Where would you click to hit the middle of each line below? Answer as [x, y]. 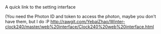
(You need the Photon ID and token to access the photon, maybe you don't [80, 16]
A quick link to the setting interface [40, 7]
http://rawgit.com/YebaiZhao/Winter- [88, 22]
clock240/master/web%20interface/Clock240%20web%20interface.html [80, 27]
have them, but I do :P [27, 22]
